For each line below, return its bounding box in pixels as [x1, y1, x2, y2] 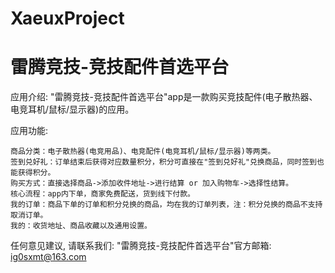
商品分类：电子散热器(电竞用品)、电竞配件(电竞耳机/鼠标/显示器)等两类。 [10, 147, 276, 157]
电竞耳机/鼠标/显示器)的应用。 [10, 103, 135, 116]
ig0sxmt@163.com [10, 251, 87, 263]
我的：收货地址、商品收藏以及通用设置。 [10, 221, 152, 231]
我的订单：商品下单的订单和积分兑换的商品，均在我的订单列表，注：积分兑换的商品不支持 [10, 200, 323, 210]
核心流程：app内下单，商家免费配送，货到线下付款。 [10, 189, 195, 199]
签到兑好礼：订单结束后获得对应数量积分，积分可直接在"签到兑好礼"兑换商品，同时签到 [10, 157, 317, 167]
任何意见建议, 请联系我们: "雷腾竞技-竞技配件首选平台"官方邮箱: [10, 240, 272, 252]
